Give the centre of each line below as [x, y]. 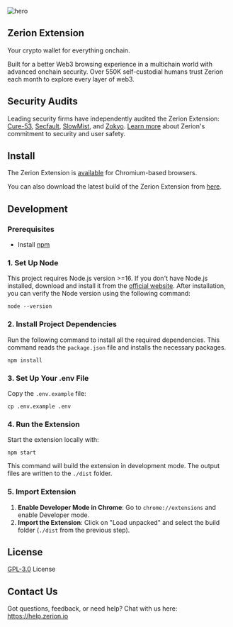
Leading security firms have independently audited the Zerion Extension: [113, 118]
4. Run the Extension [44, 424]
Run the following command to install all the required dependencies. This [114, 340]
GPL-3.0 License [32, 569]
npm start [22, 453]
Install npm [34, 245]
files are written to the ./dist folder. [60, 473]
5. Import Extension [42, 492]
